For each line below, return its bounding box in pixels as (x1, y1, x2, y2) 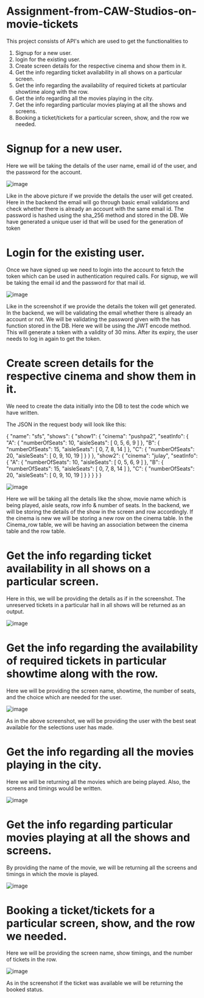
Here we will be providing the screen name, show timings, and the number (6, 949, 193, 957)
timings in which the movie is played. (6, 870, 99, 877)
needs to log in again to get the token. (6, 335, 102, 342)
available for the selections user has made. (6, 724, 114, 731)
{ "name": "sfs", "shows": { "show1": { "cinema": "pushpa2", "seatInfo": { (6, 432, 189, 440)
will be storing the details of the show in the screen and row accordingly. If (6, 508, 194, 515)
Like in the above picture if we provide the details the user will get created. (6, 192, 194, 199)
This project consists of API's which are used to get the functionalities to (6, 37, 189, 45)
